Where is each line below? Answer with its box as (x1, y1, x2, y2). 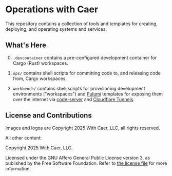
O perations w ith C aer (5, 4, 99, 15)
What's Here (5, 41, 47, 50)
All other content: (5, 134, 42, 141)
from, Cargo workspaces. (12, 75, 67, 82)
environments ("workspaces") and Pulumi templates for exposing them (12, 91, 163, 97)
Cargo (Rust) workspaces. (12, 60, 68, 66)
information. (5, 165, 31, 171)
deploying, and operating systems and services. (5, 26, 107, 32)
